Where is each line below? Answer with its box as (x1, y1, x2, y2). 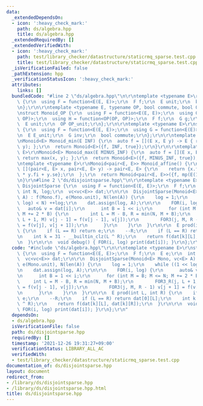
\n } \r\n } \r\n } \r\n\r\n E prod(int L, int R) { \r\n (17, 289, 182, 296)
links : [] (17, 88, 42, 94)
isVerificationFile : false (11, 323, 80, 329)
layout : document (6, 368, 50, 375)
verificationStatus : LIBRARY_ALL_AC (11, 346, 104, 352)
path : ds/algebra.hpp (17, 25, 71, 32)
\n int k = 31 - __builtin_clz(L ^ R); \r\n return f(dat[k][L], (17, 233, 199, 239)
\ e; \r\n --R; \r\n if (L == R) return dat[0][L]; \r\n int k (17, 295, 196, 301)
